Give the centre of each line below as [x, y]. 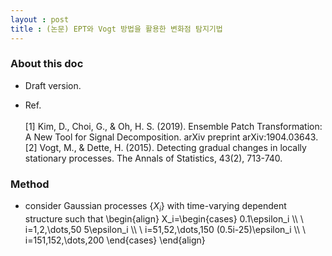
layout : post [40, 19]
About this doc [47, 64]
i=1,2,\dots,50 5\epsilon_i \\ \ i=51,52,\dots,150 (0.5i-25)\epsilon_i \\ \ [165, 229]
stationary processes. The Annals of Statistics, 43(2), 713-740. [153, 158]
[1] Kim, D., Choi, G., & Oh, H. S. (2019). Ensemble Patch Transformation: [173, 126]
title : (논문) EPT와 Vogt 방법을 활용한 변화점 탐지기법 [116, 29]
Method [30, 184]
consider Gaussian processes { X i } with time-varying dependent [155, 207]
